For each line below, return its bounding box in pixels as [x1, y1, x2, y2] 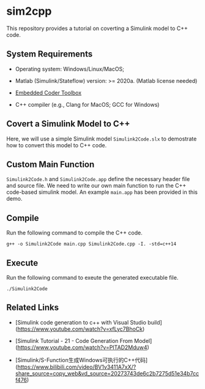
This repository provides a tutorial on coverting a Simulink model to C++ [6, 25, 188, 32]
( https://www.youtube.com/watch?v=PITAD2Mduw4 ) [15, 344, 150, 351]
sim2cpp [6, 4, 52, 18]
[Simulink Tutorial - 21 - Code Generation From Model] [15, 337, 152, 344]
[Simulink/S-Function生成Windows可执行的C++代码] [15, 356, 148, 363]
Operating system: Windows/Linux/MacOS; [15, 65, 124, 72]
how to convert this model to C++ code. [6, 141, 107, 148]
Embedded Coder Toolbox [15, 89, 82, 96]
